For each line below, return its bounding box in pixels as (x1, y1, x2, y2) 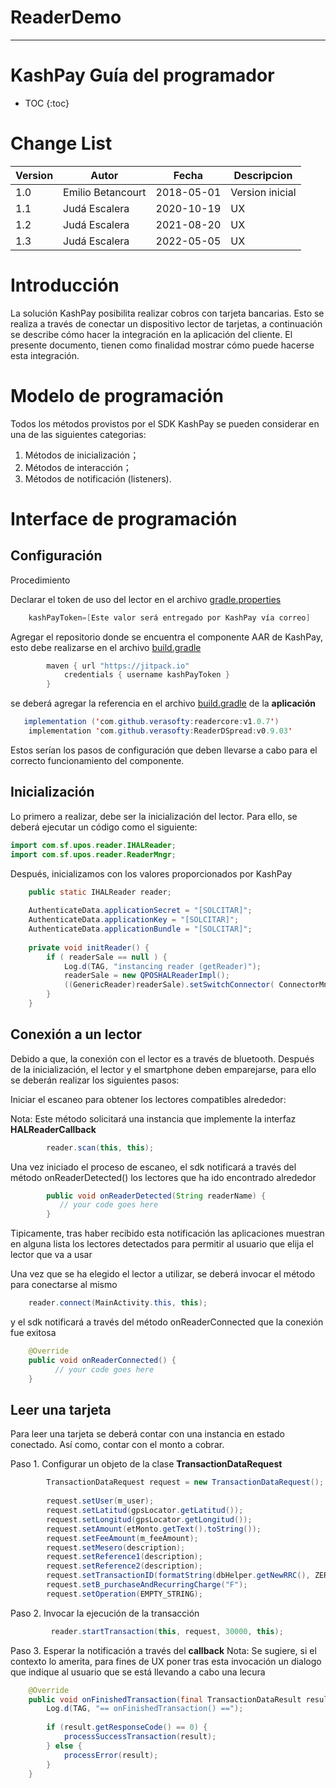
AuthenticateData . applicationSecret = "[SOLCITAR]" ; (28, 906, 253, 916)
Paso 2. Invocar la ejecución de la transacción (10, 1607, 200, 1619)
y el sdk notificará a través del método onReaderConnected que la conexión (10, 1316, 324, 1328)
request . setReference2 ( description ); (46, 1561, 203, 1571)
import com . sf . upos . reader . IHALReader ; (10, 840, 177, 850)
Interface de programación (10, 507, 238, 530)
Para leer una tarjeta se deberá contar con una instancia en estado (10, 1428, 285, 1440)
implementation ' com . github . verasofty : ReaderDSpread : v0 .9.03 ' (28, 726, 293, 736)
